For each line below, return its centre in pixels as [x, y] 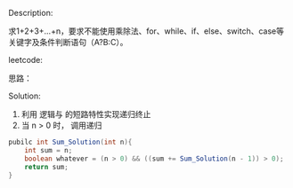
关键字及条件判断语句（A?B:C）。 [68, 42]
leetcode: [26, 60]
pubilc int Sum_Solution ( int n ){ [70, 142]
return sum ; [46, 167]
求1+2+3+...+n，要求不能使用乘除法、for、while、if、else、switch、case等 [146, 31]
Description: [31, 13]
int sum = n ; [49, 150]
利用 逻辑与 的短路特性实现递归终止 [86, 114]
